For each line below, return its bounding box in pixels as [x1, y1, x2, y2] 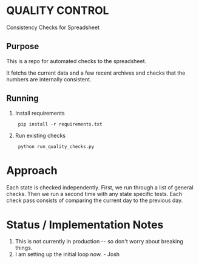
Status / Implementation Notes [6, 218, 164, 231]
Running [6, 93, 39, 104]
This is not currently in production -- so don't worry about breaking [15, 238, 184, 245]
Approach [6, 163, 58, 177]
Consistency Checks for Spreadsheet [6, 24, 100, 31]
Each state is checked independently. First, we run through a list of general [6, 183, 194, 191]
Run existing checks [15, 132, 66, 139]
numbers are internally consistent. [6, 75, 92, 83]
